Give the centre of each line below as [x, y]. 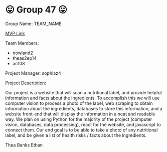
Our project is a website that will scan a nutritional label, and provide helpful [83, 92]
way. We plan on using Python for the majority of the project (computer [79, 119]
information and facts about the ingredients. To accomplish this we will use [82, 98]
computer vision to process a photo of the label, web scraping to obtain [79, 103]
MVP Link [15, 33]
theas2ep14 [24, 58]
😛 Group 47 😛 [36, 10]
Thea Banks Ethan [24, 145]
